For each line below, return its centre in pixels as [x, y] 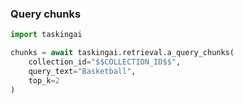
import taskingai [46, 35]
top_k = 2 [44, 80]
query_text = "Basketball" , [82, 71]
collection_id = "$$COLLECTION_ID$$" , [105, 62]
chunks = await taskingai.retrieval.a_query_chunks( [122, 53]
